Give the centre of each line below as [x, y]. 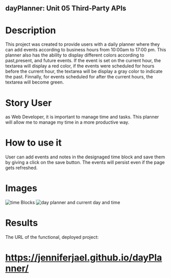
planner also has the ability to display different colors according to [75, 55]
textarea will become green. [35, 82]
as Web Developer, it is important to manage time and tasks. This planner [82, 117]
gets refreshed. [21, 168]
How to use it [34, 143]
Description [31, 30]
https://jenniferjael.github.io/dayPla [84, 258]
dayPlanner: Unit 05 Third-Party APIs [66, 8]
